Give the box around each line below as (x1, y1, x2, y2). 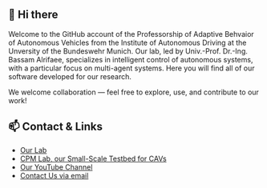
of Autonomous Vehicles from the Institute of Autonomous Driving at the (8, 38, 247, 47)
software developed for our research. (8, 71, 132, 81)
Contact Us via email (19, 170, 89, 180)
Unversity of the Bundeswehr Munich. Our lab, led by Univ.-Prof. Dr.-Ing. (8, 46, 249, 56)
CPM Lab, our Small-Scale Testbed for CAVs (19, 154, 167, 163)
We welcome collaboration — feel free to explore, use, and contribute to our (8, 87, 259, 97)
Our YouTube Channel (19, 162, 93, 172)
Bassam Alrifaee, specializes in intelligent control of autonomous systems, (8, 54, 253, 64)
